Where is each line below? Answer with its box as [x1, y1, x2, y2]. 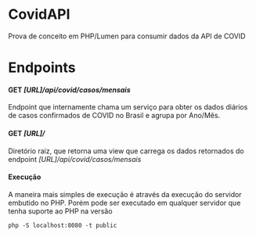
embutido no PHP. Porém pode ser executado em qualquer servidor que [8, 198, 241, 207]
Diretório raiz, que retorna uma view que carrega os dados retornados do [8, 146, 244, 156]
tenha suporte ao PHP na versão [8, 206, 113, 216]
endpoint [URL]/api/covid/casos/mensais [8, 154, 142, 163]
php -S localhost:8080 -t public [8, 221, 117, 229]
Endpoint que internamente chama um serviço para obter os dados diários [8, 102, 248, 112]
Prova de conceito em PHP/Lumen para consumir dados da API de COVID [8, 31, 246, 41]
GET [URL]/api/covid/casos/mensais [8, 84, 131, 95]
